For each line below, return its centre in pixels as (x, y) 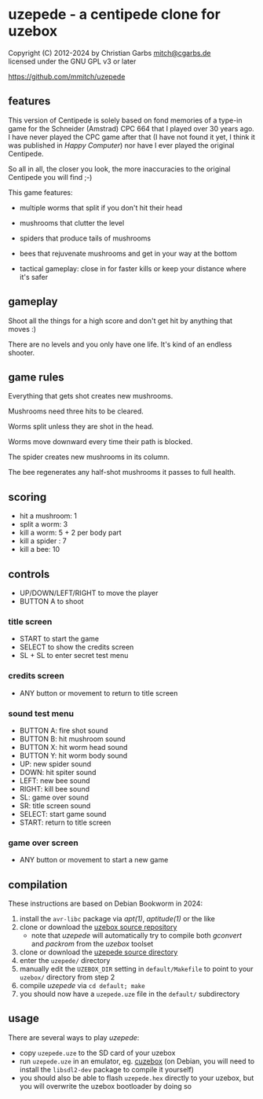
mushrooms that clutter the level (72, 222)
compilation (38, 885)
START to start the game (59, 639)
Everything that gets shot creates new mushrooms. (91, 396)
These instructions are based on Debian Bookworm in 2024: (105, 903)
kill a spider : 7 (43, 541)
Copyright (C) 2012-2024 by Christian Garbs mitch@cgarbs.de (110, 53)
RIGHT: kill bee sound (55, 788)
